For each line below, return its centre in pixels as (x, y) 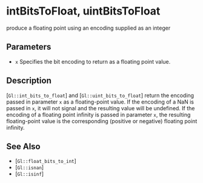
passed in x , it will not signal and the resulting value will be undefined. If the (101, 108)
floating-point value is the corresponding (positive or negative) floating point (102, 121)
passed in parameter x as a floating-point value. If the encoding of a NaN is (100, 102)
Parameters (29, 47)
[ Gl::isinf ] (29, 174)
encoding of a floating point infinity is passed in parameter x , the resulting (98, 115)
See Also (23, 146)
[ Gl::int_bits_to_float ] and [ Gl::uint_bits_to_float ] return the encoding (100, 95)
